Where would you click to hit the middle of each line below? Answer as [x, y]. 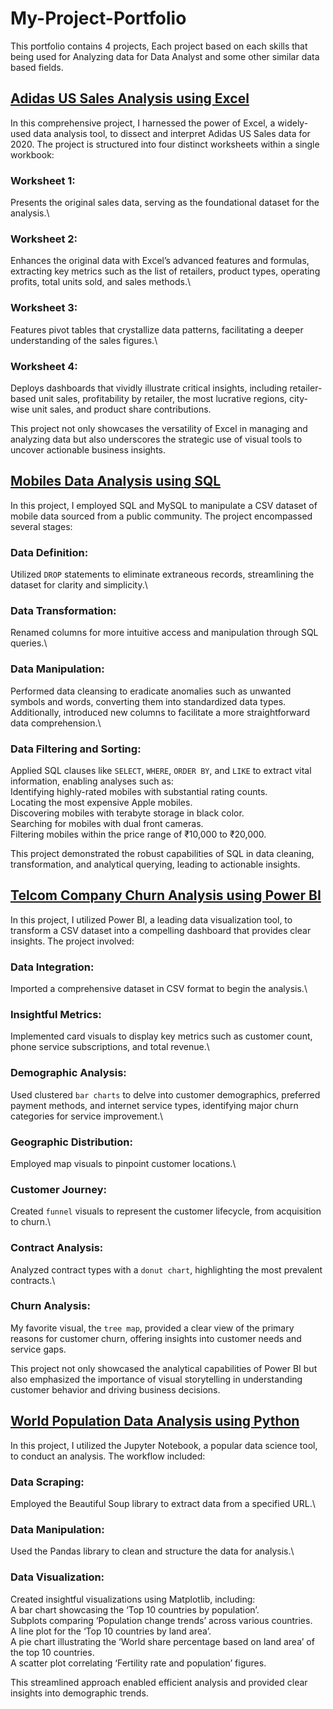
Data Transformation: [63, 610]
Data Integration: [52, 967]
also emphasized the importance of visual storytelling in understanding [156, 1379]
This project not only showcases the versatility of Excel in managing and [159, 428]
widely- [293, 123]
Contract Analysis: [57, 1248]
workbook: [32, 154]
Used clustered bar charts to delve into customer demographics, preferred [165, 1094]
